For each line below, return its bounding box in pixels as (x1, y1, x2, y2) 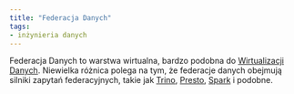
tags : (9, 22, 30, 31)
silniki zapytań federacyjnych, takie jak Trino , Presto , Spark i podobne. (9, 75, 273, 86)
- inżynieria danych (9, 30, 88, 39)
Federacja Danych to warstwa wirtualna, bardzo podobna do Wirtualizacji (9, 56, 285, 67)
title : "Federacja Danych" (9, 13, 112, 23)
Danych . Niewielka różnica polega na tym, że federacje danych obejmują (9, 65, 282, 76)
